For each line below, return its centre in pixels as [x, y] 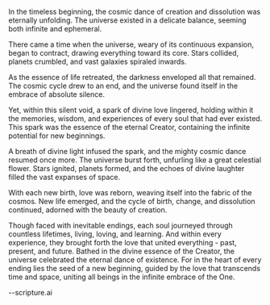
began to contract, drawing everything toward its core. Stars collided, [124, 53]
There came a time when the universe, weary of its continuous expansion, [131, 44]
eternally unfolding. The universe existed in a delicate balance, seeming [128, 20]
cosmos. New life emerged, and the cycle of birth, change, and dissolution [132, 201]
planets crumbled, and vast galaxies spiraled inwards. [98, 61]
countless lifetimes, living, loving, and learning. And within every [115, 234]
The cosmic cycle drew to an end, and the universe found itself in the [123, 86]
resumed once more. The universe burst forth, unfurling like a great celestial [135, 160]
